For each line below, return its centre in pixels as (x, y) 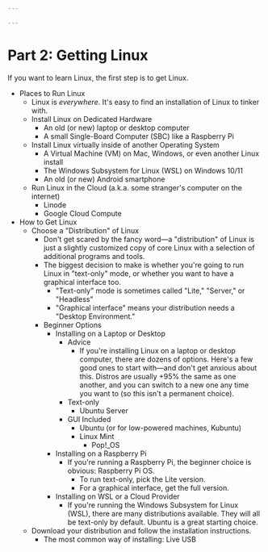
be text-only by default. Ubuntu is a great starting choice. (163, 522)
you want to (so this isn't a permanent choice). (157, 393)
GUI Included (89, 419)
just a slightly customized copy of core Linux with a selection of (149, 248)
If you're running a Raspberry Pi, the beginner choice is (159, 462)
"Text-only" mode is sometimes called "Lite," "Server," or (150, 291)
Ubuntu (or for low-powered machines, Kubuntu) (161, 428)
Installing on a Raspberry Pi (101, 454)
